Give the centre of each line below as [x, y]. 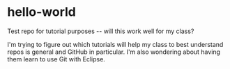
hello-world [42, 12]
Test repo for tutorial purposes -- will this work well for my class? [101, 31]
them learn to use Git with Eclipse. [56, 59]
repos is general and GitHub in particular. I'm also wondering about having [114, 52]
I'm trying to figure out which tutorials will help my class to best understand [115, 44]
